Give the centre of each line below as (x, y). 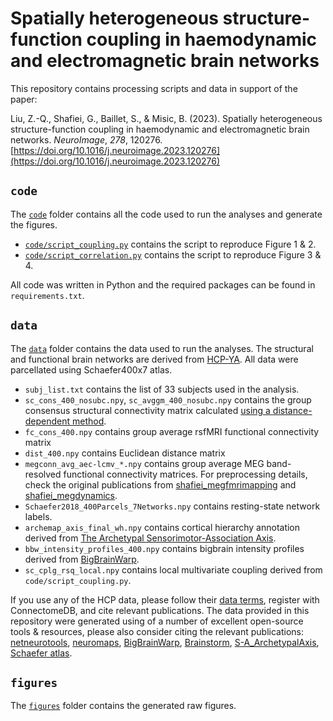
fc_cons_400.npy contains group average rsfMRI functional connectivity (172, 431)
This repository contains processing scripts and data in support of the (154, 88)
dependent (47, 421)
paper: (24, 99)
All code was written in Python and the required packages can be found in (163, 284)
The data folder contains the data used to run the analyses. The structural (162, 348)
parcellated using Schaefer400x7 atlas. (91, 369)
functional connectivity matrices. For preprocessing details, (185, 474)
